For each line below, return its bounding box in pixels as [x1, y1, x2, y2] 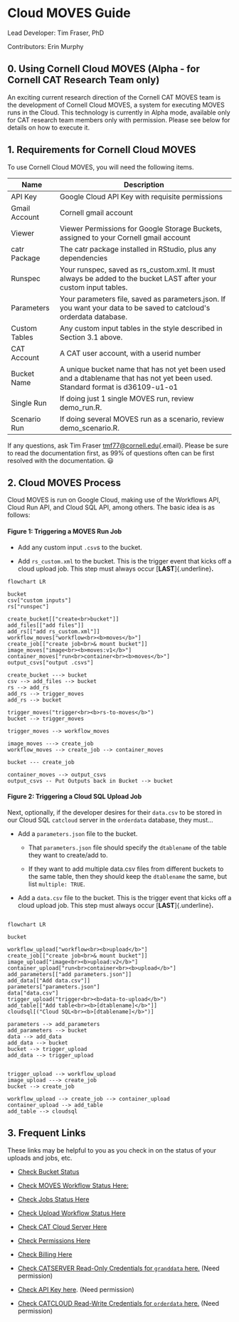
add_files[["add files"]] [7, 621, 84, 629]
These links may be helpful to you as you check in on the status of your [7, 1146, 217, 1154]
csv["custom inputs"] [7, 596, 72, 604]
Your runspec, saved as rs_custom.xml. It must [59, 265, 216, 275]
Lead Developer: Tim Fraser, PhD [7, 28, 105, 37]
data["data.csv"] [7, 989, 59, 997]
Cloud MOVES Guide [7, 5, 131, 21]
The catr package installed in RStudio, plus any [59, 244, 217, 254]
